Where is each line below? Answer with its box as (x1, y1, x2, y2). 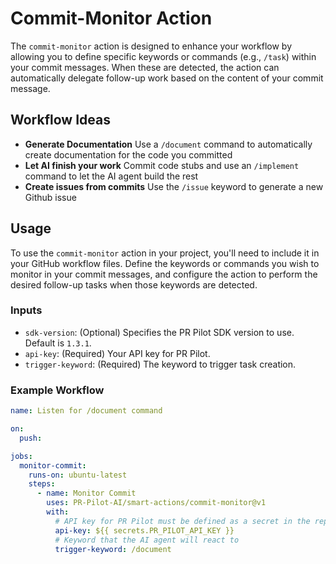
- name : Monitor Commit (36, 488, 137, 499)
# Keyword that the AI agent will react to (54, 535, 240, 545)
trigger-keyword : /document (54, 544, 172, 554)
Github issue (24, 191, 77, 203)
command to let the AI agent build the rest (24, 170, 199, 182)
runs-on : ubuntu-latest (28, 470, 128, 480)
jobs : (10, 451, 33, 461)
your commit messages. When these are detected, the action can (10, 61, 280, 73)
